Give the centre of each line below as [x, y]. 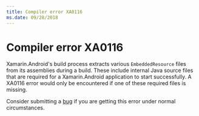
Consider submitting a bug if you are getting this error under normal [91, 101]
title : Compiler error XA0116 [45, 12]
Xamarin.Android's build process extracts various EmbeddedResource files [96, 64]
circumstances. [25, 108]
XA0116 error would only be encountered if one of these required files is [96, 83]
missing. [17, 90]
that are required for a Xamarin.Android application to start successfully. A [99, 77]
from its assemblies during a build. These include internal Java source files [100, 71]
